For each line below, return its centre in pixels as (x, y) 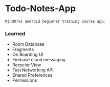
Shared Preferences (32, 75)
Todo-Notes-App (40, 9)
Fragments (23, 50)
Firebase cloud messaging (39, 60)
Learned (15, 34)
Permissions (25, 80)
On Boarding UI (28, 54)
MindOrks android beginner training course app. (55, 21)
